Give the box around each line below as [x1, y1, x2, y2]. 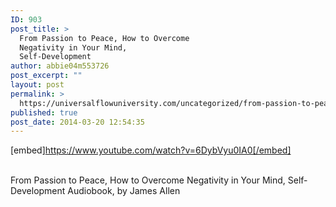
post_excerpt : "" [10, 71, 83, 81]
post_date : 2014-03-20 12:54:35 [10, 117, 145, 127]
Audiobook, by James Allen [67, 185, 181, 197]
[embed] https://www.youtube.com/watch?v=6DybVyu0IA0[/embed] [10, 144, 292, 156]
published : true [10, 107, 78, 118]
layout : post [10, 80, 65, 90]
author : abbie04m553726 [10, 61, 110, 71]
